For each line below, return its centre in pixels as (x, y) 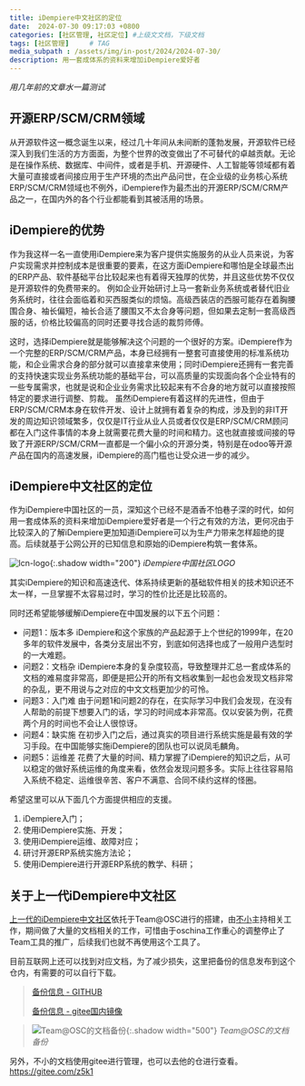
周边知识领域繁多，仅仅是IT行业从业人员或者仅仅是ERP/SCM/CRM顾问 (157, 421)
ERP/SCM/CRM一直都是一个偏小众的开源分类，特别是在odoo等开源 (166, 443)
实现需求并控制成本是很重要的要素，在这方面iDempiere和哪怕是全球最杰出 (156, 265)
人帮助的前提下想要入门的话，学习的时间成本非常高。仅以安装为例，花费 (157, 712)
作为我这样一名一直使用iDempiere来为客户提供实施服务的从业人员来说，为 (148, 254)
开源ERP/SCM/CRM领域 (77, 119)
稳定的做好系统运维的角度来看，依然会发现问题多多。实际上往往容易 (158, 769)
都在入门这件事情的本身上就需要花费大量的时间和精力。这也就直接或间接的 (148, 432)
